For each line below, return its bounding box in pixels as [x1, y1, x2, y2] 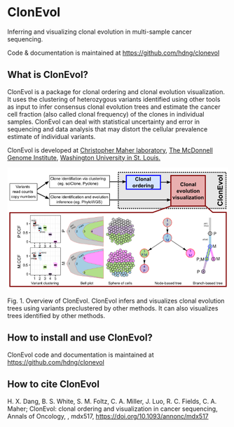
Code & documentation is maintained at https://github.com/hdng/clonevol [7, 48, 220, 57]
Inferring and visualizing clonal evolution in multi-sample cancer [7, 27, 192, 36]
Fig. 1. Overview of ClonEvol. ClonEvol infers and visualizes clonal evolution [7, 296, 225, 306]
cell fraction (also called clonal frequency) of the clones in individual [7, 110, 205, 118]
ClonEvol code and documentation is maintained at [7, 350, 154, 359]
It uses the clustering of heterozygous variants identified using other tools [7, 95, 221, 103]
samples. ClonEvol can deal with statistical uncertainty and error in [7, 117, 200, 126]
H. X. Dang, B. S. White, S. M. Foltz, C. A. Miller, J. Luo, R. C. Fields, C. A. [7, 397, 217, 405]
